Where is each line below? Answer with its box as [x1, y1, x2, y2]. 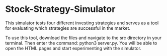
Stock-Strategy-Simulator [5, 3, 116, 15]
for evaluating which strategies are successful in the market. [5, 25, 131, 31]
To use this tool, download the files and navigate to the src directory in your [5, 35, 162, 41]
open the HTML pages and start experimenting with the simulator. [5, 45, 142, 51]
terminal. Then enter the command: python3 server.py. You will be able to [5, 40, 157, 46]
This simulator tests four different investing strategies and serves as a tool [5, 20, 159, 26]
